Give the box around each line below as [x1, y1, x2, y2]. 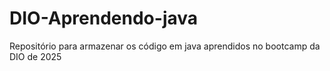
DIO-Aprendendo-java [9, 7, 199, 30]
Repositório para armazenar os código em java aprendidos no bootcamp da [9, 40, 321, 52]
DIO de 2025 [9, 50, 62, 62]
